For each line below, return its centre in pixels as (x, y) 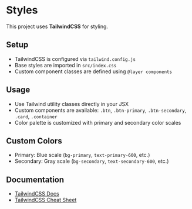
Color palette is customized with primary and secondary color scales (98, 122)
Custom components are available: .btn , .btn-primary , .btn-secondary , (100, 110)
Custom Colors (34, 141)
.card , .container (36, 116)
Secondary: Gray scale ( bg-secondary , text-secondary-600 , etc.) (92, 161)
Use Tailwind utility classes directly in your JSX (72, 104)
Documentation (35, 179)
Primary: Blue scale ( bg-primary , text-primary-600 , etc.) (82, 155)
